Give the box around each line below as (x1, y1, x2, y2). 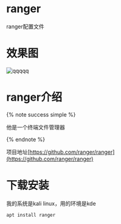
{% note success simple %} (6, 110, 76, 118)
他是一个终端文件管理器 (6, 123, 65, 131)
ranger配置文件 (6, 23, 44, 30)
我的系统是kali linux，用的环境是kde (6, 200, 96, 207)
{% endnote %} (6, 135, 46, 143)
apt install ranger (6, 212, 56, 218)
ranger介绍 (6, 90, 63, 104)
